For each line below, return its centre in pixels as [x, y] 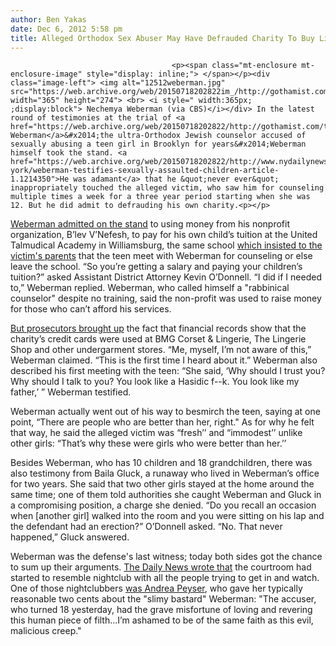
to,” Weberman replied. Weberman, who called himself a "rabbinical [150, 288]
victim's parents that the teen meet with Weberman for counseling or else [161, 256]
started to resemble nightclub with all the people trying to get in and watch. [165, 578]
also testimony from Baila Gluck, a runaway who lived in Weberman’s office [165, 473]
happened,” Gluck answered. [70, 537]
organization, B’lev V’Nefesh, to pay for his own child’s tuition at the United [164, 235]
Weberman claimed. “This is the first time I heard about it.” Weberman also [164, 360]
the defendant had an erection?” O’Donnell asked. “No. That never [146, 527]
